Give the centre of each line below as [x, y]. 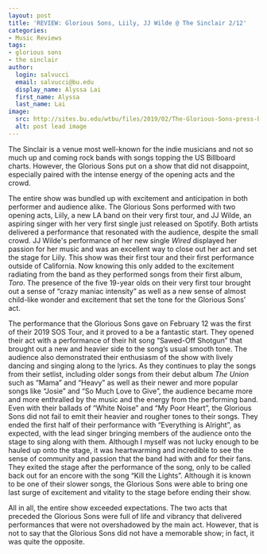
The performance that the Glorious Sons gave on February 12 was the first [130, 323]
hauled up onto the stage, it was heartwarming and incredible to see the [126, 450]
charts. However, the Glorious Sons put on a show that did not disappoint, [129, 166]
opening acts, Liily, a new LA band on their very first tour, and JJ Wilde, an [130, 215]
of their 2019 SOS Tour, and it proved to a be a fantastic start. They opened [131, 331]
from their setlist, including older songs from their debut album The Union [129, 374]
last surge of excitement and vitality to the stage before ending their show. [130, 492]
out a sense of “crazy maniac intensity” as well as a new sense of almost [127, 291]
